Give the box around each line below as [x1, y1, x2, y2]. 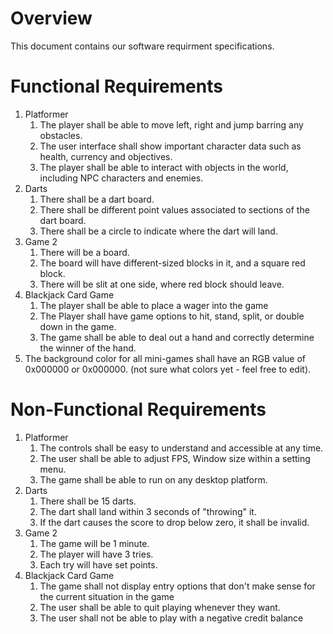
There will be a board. [39, 246, 130, 258]
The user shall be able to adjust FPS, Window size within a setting [39, 452, 311, 464]
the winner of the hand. [39, 342, 137, 354]
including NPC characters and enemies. [39, 172, 204, 184]
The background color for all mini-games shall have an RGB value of [24, 352, 307, 364]
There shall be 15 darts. [39, 495, 137, 507]
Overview [10, 7, 93, 30]
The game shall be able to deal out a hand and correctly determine [39, 331, 315, 343]
